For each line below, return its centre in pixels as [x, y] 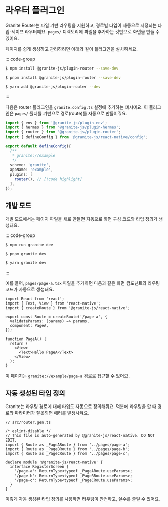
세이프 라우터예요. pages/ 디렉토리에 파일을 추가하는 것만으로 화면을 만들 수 [86, 31]
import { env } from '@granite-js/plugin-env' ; [56, 123]
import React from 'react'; [35, 299]
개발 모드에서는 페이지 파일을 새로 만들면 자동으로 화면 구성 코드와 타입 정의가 [81, 219]
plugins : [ [21, 175]
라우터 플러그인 [35, 10]
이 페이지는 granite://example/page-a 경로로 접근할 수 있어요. [68, 376]
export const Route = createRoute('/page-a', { [56, 317]
